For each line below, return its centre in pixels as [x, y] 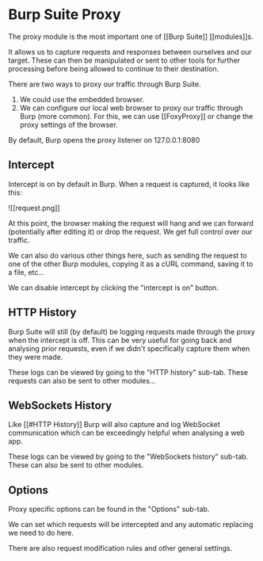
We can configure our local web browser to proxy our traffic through [131, 108]
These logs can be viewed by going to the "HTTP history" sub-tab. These [128, 372]
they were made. [36, 357]
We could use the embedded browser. [82, 99]
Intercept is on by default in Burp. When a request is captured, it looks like [129, 184]
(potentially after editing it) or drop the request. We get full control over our [130, 231]
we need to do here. [41, 533]
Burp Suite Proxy [65, 15]
